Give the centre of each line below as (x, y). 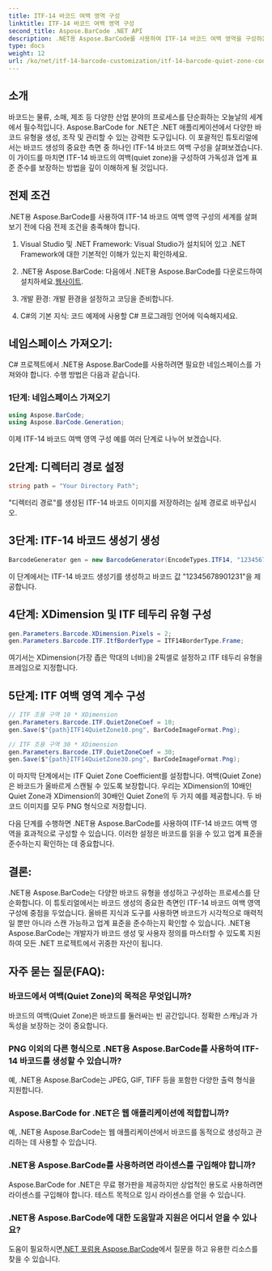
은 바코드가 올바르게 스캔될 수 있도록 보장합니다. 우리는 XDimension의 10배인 (130, 786)
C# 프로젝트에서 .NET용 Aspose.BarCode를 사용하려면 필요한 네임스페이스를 (131, 364)
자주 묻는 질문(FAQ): (57, 971)
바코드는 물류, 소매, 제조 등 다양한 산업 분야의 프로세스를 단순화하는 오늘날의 (128, 117)
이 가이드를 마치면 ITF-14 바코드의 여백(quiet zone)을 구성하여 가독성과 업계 (129, 157)
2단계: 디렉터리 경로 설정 (66, 467)
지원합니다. (26, 1090)
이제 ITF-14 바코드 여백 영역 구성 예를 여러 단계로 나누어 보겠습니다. (115, 439)
